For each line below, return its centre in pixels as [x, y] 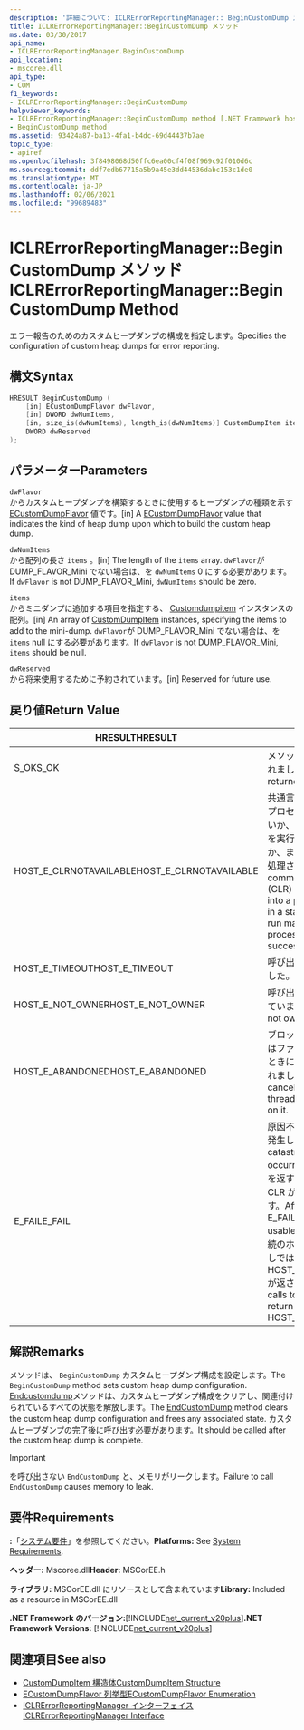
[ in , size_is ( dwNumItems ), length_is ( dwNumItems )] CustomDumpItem [153, 423]
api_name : [28, 43]
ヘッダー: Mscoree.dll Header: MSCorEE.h [87, 1570]
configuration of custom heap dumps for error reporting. [114, 345]
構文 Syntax [42, 377]
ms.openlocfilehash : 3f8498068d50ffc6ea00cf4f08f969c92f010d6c [131, 161]
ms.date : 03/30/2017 [48, 34]
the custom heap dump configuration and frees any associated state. [138, 1419]
